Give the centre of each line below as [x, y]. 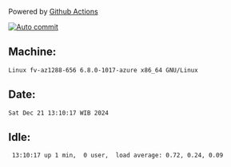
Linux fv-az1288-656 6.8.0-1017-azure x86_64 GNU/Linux [103, 70]
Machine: [32, 52]
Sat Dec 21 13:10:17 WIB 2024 [59, 113]
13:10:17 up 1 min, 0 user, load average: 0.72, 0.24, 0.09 [117, 155]
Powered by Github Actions [53, 12]
